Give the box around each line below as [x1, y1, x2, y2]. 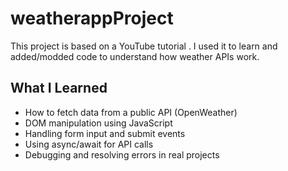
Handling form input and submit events [24, 127, 186, 139]
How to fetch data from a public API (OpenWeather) [24, 106, 238, 118]
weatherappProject [10, 7, 174, 30]
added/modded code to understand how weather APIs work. [10, 50, 260, 62]
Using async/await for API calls [24, 138, 154, 150]
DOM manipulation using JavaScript [24, 117, 173, 129]
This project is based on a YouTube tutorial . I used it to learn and [10, 40, 278, 52]
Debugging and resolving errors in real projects [24, 148, 220, 161]
